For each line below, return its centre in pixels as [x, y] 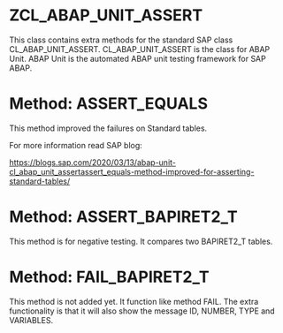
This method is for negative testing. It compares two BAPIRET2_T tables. [141, 241]
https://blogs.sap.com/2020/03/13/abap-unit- [93, 162]
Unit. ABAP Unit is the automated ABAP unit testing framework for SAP [138, 58]
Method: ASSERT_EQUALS [109, 104]
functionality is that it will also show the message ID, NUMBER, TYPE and [142, 311]
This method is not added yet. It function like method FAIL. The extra [134, 301]
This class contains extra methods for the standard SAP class [121, 40]
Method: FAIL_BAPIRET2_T [109, 277]
